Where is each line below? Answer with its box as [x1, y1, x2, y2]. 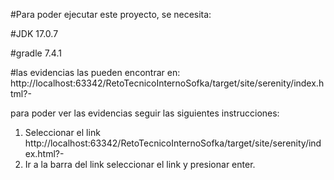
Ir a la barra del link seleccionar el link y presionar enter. [24, 159, 256, 170]
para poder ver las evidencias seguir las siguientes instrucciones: [10, 107, 280, 119]
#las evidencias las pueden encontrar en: [10, 67, 181, 78]
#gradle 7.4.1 [10, 47, 62, 59]
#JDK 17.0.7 [10, 28, 59, 39]
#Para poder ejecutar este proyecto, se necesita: [10, 9, 212, 20]
